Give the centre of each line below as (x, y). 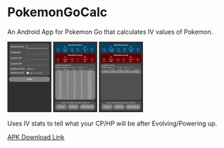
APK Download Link (36, 137)
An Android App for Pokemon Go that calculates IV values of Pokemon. (110, 32)
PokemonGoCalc (57, 12)
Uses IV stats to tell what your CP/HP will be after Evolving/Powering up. (112, 123)
